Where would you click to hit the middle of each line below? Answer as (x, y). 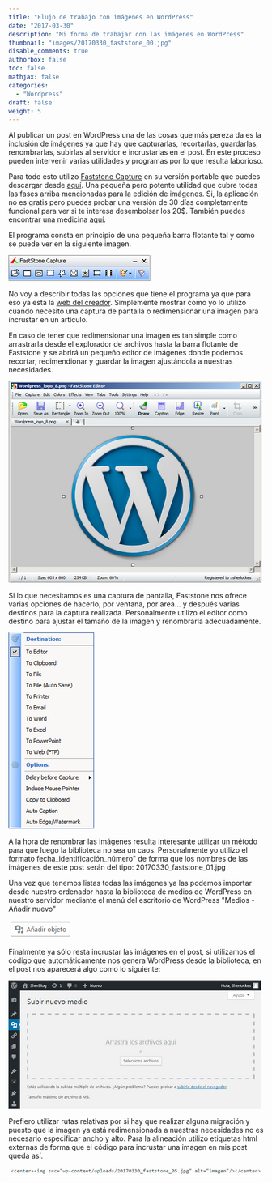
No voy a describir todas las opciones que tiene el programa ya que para (130, 294)
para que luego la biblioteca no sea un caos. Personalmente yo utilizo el (128, 850)
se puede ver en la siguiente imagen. (70, 244)
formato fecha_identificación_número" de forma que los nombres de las (128, 859)
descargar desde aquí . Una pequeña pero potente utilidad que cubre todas (133, 185)
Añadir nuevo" (32, 909)
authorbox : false (38, 60)
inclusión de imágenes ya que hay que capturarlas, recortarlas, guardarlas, (134, 144)
